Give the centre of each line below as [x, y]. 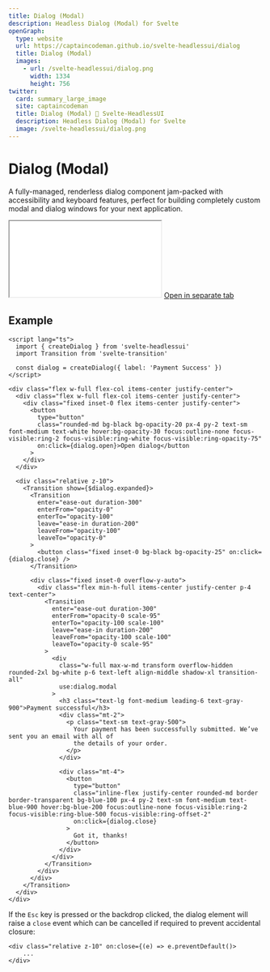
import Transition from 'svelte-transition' [92, 353]
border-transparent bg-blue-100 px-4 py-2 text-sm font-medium [117, 800]
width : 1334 [50, 76]
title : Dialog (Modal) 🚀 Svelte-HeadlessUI [90, 114]
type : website [39, 38]
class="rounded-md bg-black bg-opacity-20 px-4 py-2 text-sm [143, 424]
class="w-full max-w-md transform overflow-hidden [146, 665]
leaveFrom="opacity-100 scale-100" [112, 637]
